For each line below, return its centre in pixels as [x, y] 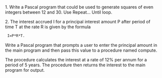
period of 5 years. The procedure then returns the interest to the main [75, 65]
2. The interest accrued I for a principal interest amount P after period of [78, 22]
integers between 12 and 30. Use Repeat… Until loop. [59, 12]
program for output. [25, 70]
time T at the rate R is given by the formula [48, 27]
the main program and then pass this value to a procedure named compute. [81, 50]
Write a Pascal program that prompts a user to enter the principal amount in [81, 45]
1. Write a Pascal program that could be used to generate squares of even [79, 7]
